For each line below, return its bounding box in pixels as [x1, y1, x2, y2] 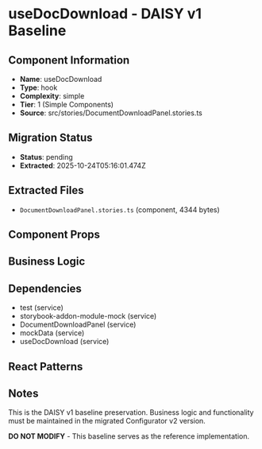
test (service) [19, 303, 64, 312]
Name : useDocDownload [19, 75, 102, 83]
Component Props [8, 228, 101, 242]
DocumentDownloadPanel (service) [19, 319, 137, 330]
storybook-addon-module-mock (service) [19, 312, 157, 321]
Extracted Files [8, 184, 84, 197]
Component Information [8, 53, 130, 67]
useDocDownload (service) [19, 337, 110, 346]
